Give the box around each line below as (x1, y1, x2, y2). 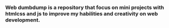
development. (5, 16, 40, 23)
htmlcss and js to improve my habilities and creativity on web (5, 10, 158, 17)
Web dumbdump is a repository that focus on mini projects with (5, 4, 164, 11)
